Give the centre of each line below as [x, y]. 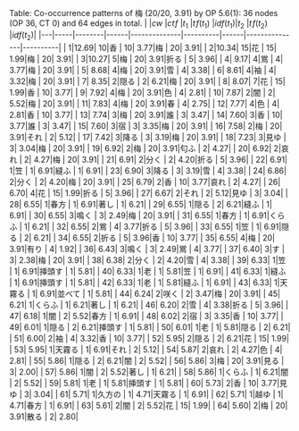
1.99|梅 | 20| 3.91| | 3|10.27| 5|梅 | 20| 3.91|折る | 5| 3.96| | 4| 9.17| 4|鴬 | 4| [146, 59]
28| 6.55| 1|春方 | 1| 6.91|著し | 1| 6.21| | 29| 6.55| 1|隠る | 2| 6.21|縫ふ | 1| [141, 204]
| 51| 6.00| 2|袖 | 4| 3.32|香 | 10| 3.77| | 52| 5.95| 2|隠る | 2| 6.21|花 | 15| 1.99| [149, 338]
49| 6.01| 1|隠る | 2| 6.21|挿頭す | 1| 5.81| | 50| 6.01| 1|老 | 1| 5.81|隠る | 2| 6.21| [150, 327]
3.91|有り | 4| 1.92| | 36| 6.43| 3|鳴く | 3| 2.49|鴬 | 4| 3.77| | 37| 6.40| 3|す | [147, 249]
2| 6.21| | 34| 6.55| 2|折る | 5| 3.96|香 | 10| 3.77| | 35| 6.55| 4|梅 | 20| [149, 237]
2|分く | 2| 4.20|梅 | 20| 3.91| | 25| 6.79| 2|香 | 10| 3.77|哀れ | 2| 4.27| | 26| [145, 182]
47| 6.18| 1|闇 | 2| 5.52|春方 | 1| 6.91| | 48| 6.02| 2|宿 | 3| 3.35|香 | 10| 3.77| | [146, 316]
